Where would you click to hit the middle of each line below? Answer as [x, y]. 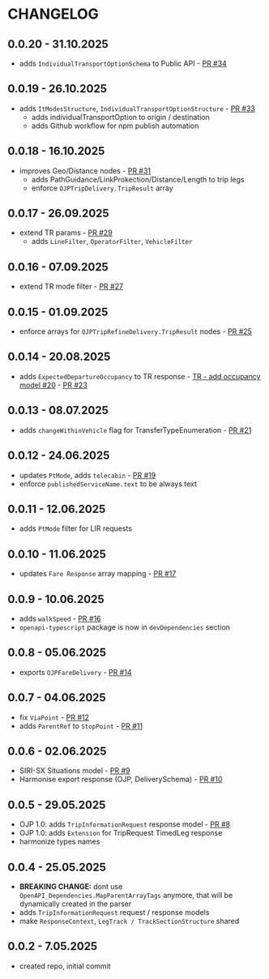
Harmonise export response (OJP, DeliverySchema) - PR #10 [121, 780]
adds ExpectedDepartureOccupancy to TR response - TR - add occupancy [140, 376]
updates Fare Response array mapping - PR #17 [98, 574]
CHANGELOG [53, 14]
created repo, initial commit [65, 966]
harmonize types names [60, 842]
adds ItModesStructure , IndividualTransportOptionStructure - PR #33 [137, 108]
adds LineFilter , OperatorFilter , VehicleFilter [112, 242]
